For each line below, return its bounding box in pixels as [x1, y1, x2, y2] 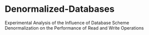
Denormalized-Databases [5, 3, 115, 15]
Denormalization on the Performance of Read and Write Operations [5, 25, 144, 31]
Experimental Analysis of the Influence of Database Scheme [5, 20, 129, 26]
